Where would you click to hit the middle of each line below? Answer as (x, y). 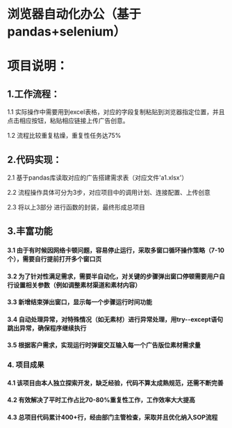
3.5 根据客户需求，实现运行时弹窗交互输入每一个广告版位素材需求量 (104, 345)
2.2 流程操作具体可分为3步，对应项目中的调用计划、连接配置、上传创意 (109, 192)
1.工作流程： (34, 94)
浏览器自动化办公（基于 (74, 14)
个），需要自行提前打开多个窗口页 (55, 259)
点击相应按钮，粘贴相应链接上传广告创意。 (68, 121)
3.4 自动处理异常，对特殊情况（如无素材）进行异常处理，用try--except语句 (115, 319)
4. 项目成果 (26, 365)
